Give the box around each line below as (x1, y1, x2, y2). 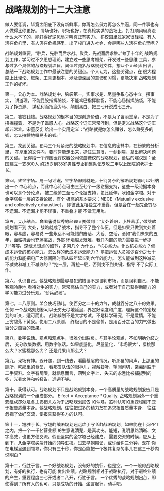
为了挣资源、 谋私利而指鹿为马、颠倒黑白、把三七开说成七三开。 (5, 103, 135, 109)
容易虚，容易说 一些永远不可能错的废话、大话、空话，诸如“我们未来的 (13, 230, 154, 236)
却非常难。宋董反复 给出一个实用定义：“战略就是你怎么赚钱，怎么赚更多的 (5, 126, 154, 132)
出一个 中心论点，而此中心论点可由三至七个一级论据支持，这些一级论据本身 (5, 183, 156, 189)
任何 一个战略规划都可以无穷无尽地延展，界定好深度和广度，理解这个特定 (5, 306, 152, 312)
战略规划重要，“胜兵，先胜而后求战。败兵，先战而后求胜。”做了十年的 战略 (5, 50, 154, 56)
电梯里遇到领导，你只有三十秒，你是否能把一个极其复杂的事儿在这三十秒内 (9, 446, 159, 451)
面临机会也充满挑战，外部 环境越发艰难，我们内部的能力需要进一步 (13, 237, 147, 243)
